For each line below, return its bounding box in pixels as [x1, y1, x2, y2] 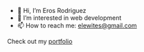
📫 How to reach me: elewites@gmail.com [17, 21, 137, 29]
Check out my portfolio [7, 38, 73, 45]
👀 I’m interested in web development [17, 14, 122, 22]
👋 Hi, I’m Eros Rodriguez [17, 7, 87, 14]
